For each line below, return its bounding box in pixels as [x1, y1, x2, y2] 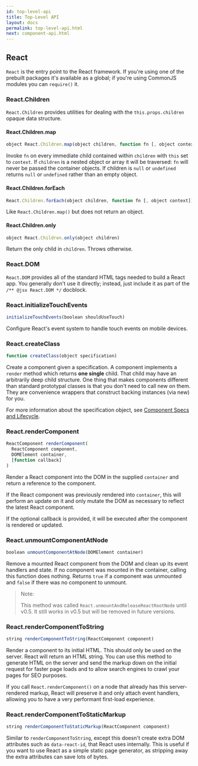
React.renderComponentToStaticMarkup [6, 711, 126, 719]
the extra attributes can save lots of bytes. [6, 753, 109, 761]
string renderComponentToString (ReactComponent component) [6, 636, 154, 642]
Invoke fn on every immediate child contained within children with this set [6, 152, 189, 159]
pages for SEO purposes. [6, 672, 68, 679]
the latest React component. [6, 504, 75, 511]
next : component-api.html [6, 31, 70, 37]
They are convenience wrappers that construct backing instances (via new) [6, 389, 190, 396]
